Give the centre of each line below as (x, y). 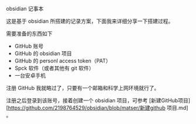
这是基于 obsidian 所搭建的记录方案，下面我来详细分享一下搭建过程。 (90, 21)
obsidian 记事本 (25, 9)
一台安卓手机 (30, 76)
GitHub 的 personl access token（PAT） (63, 61)
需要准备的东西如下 (29, 33)
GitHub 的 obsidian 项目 (43, 53)
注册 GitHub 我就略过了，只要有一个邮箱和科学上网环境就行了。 (83, 88)
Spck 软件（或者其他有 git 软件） (54, 68)
